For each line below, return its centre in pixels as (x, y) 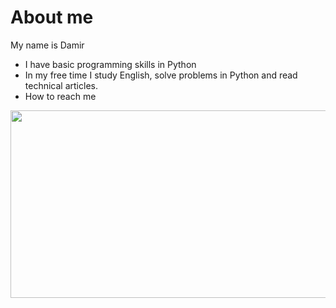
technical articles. (61, 85)
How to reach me (60, 96)
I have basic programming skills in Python (110, 64)
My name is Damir (47, 45)
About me (52, 17)
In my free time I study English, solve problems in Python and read (161, 75)
